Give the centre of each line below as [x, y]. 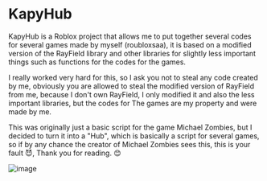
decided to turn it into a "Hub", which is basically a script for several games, [134, 136]
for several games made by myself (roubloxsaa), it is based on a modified [130, 44]
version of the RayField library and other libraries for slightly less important [132, 53]
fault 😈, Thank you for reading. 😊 [65, 153]
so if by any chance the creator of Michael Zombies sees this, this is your [129, 144]
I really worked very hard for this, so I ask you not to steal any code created [133, 77]
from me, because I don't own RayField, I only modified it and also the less [131, 94]
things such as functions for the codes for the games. [97, 62]
